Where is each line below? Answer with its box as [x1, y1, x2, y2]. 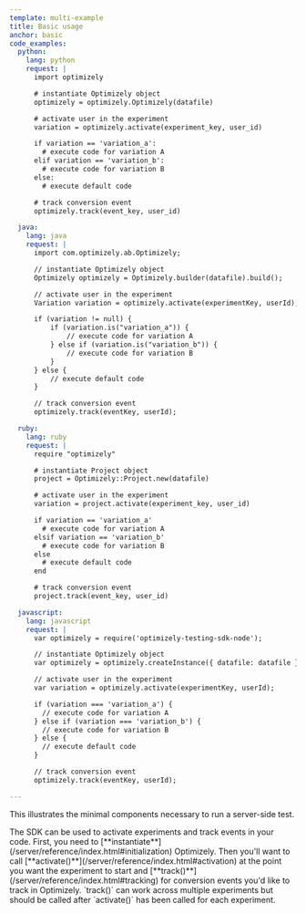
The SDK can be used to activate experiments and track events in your [9, 826, 275, 837]
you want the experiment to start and [9, 865, 148, 876]
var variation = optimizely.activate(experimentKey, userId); [33, 683, 275, 692]
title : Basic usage [9, 22, 84, 31]
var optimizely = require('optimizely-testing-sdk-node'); [33, 633, 262, 643]
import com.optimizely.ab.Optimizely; [33, 248, 181, 257]
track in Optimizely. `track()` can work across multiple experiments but [9, 884, 273, 895]
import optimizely [33, 73, 104, 82]
